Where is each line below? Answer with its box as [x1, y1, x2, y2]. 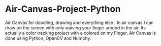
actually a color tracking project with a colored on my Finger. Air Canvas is [5, 30, 156, 36]
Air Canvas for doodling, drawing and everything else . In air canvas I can [5, 20, 154, 25]
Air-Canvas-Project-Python [5, 3, 121, 15]
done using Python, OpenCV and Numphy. [5, 35, 91, 41]
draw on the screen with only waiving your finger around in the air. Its [5, 24, 146, 30]
